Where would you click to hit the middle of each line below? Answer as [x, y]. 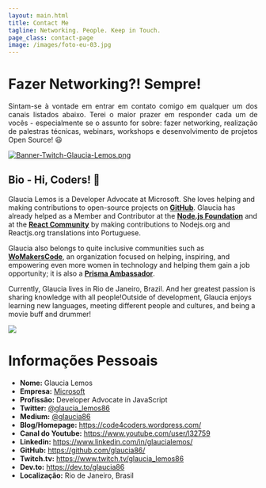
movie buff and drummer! [50, 314]
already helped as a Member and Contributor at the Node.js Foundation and [133, 215]
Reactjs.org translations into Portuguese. [74, 233]
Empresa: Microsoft [52, 391]
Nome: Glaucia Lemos [56, 383]
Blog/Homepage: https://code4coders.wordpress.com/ [110, 425]
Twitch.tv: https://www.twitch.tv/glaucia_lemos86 [102, 458]
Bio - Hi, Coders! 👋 [54, 180]
